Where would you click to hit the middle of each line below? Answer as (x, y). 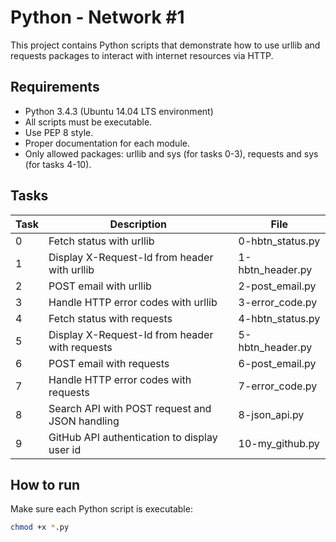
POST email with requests (109, 363)
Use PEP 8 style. (59, 132)
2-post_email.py (277, 286)
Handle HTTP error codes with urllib (133, 302)
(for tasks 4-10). (58, 164)
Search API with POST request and (130, 408)
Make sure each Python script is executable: (101, 509)
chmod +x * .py (40, 527)
